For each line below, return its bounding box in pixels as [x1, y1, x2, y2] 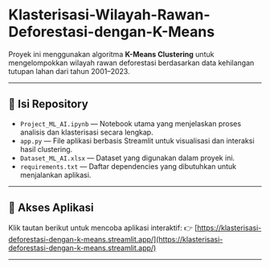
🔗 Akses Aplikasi [8, 201, 94, 215]
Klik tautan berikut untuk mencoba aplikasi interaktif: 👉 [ [8, 223, 198, 233]
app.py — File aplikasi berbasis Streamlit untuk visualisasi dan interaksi [19, 135, 255, 146]
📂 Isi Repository [8, 97, 88, 111]
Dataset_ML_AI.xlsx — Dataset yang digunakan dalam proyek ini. [19, 153, 235, 163]
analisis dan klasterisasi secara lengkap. [19, 127, 154, 137]
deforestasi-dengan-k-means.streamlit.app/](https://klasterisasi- [8, 234, 223, 244]
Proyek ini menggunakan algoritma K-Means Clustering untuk [8, 49, 215, 59]
